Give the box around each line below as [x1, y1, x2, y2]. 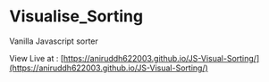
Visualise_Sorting [9, 6, 144, 27]
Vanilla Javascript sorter [9, 36, 98, 46]
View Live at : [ [9, 53, 64, 63]
